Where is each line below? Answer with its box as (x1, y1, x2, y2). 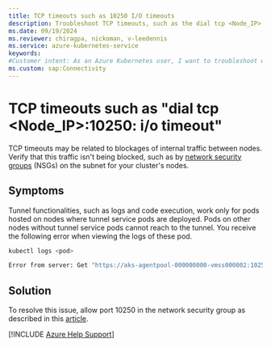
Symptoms (8, 184, 65, 198)
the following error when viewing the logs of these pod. (8, 231, 193, 241)
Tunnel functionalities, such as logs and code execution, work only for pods (8, 205, 260, 215)
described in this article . (8, 314, 89, 324)
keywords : (8, 49, 42, 57)
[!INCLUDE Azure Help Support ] (8, 329, 115, 340)
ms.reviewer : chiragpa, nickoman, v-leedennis (8, 34, 168, 43)
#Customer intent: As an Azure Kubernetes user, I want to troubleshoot (8, 57, 258, 66)
